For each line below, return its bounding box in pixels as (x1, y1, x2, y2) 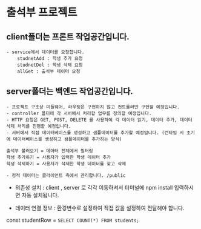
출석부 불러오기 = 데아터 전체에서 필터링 (6, 148, 93, 154)
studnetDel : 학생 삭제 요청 (17, 62, 83, 68)
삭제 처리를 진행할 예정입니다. (6, 123, 71, 129)
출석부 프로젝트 (6, 5, 77, 19)
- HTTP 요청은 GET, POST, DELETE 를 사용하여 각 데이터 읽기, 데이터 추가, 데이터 (6, 116, 193, 123)
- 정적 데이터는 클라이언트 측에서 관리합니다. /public (6, 172, 126, 179)
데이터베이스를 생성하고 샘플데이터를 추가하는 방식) (13, 136, 122, 142)
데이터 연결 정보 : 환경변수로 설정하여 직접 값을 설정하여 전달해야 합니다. (15, 204, 185, 211)
